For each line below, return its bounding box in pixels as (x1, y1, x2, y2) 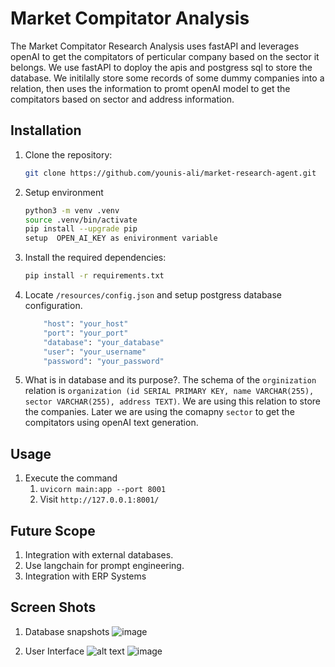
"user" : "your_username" (43, 347, 147, 357)
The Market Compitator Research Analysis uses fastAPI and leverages (10, 40, 300, 52)
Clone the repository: (24, 148, 113, 161)
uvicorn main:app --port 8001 (39, 485, 167, 495)
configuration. (24, 300, 83, 311)
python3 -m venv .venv (24, 205, 120, 216)
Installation (10, 122, 82, 139)
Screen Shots (10, 599, 97, 616)
